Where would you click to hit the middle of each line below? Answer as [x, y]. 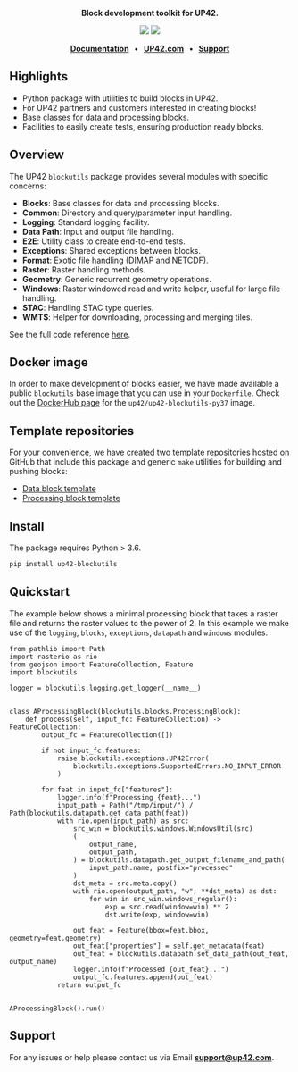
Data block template [59, 489]
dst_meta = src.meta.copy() [125, 884]
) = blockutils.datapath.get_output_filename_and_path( [179, 860]
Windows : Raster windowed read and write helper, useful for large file [151, 289]
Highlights [39, 76]
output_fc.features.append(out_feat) [143, 977]
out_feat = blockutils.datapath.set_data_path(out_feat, [181, 954]
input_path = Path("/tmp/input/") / [125, 805]
